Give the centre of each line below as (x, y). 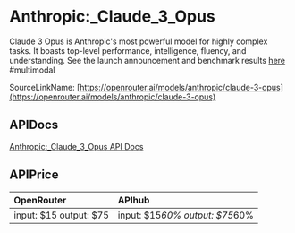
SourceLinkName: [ (45, 87)
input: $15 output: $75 (62, 215)
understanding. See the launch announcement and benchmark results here (147, 60)
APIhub (134, 200)
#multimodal (32, 70)
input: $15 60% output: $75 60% (186, 215)
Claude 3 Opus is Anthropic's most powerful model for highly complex (139, 41)
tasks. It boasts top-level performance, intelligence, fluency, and (128, 50)
